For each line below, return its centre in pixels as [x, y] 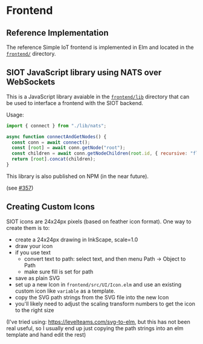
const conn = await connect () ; [51, 142]
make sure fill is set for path [59, 272]
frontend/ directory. [31, 54]
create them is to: [28, 228]
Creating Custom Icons [51, 207]
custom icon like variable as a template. [65, 291]
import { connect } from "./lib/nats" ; [56, 126]
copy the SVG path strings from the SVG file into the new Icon [92, 297]
